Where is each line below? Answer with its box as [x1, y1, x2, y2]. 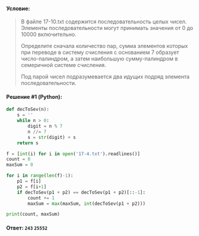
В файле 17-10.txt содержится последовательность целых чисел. [20, 18, 187, 25]
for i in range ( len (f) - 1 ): [6, 173, 74, 179]
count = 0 [6, 156, 31, 162]
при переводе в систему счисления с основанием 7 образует [20, 49, 179, 56]
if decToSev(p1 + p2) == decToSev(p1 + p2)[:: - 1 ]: [17, 189, 146, 195]
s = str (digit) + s [27, 134, 76, 140]
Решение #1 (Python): [6, 93, 63, 100]
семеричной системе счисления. [20, 62, 106, 69]
